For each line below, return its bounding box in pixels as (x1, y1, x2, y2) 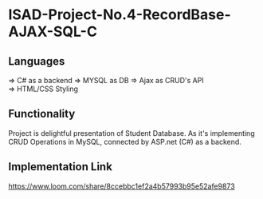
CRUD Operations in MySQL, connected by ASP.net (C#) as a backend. (8, 137, 241, 146)
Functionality (8, 107, 76, 121)
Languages (8, 54, 65, 68)
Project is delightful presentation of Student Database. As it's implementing (8, 128, 255, 137)
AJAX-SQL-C (8, 22, 98, 41)
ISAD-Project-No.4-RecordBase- (8, 6, 231, 24)
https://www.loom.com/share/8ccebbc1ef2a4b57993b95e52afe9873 (8, 181, 235, 191)
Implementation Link (8, 160, 113, 173)
